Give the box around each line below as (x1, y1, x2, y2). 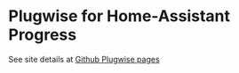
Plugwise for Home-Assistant (8, 6, 231, 26)
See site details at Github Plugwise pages (8, 54, 161, 64)
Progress (8, 25, 77, 45)
